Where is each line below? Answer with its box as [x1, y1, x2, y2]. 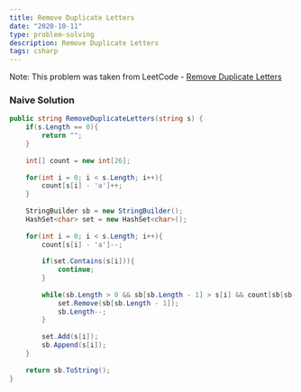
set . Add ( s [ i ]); [41, 333, 99, 342]
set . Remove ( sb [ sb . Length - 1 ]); [57, 298, 179, 307]
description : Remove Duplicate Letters [9, 38, 160, 48]
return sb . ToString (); [25, 366, 111, 375]
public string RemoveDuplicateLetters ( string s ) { [9, 114, 204, 123]
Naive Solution [9, 94, 75, 106]
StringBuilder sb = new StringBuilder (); [25, 206, 183, 216]
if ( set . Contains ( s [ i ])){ [41, 257, 135, 266]
